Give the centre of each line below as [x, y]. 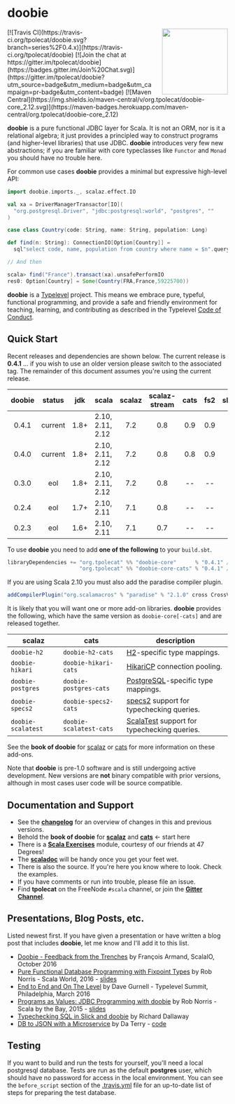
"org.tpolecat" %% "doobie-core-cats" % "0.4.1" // [156, 569]
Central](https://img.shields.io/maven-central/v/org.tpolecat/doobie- [106, 99]
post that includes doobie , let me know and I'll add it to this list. [98, 943]
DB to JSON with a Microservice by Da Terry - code [92, 1023]
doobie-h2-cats [88, 653]
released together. [34, 623]
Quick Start [33, 339]
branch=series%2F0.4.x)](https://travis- [65, 47]
